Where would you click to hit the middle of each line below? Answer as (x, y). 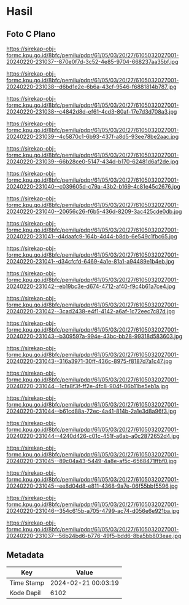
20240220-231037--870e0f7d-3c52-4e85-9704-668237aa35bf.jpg (92, 62)
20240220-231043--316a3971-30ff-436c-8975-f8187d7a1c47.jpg (89, 361)
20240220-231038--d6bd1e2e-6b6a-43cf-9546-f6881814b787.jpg (91, 87)
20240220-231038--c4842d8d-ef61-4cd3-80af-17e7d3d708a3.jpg (92, 111)
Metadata (25, 555)
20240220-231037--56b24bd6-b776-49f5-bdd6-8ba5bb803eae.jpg (94, 536)
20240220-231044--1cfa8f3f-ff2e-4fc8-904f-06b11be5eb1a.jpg (87, 386)
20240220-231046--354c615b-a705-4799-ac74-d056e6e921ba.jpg (93, 511)
